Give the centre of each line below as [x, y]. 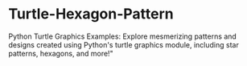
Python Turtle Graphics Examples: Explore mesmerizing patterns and [123, 36]
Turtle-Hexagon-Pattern [91, 14]
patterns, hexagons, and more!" [61, 53]
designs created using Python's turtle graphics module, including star [123, 44]
